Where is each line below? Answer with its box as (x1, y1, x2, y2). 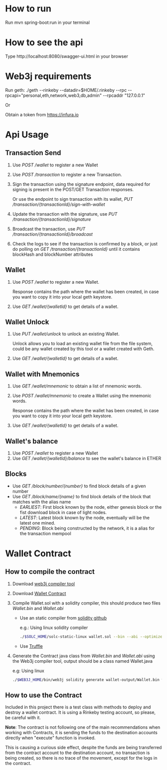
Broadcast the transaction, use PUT (12, 226, 85, 231)
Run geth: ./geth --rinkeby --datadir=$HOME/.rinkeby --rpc (5, 87, 127, 93)
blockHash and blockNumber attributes (12, 251, 93, 257)
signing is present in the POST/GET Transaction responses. (12, 186, 134, 192)
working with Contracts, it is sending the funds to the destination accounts (5, 730, 158, 736)
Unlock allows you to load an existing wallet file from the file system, (12, 341, 153, 347)
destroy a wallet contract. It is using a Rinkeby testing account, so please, (5, 709, 156, 715)
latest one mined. (19, 520, 56, 526)
